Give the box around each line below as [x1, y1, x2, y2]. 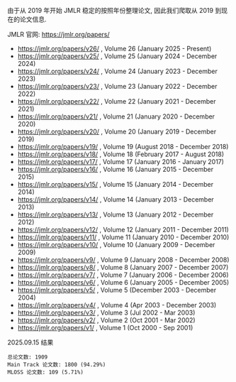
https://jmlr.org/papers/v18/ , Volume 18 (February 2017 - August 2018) [17, 150, 225, 158]
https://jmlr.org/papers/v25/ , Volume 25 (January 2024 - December [17, 52, 218, 60]
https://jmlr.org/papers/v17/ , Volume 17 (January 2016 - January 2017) [17, 158, 225, 165]
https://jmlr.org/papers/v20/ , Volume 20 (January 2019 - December [17, 127, 217, 136]
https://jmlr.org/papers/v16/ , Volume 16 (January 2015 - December [17, 165, 214, 173]
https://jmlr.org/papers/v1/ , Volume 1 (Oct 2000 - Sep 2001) [17, 324, 193, 332]
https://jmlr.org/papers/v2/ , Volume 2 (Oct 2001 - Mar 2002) [17, 316, 196, 324]
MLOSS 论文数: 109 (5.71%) [7, 369, 84, 376]
